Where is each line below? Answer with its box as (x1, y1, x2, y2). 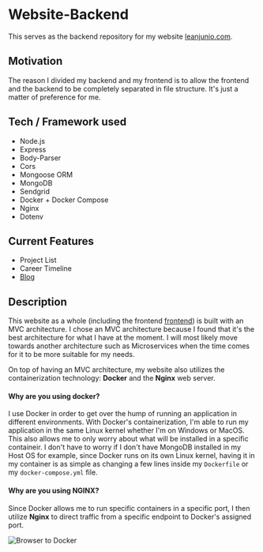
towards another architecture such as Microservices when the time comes (8, 341, 250, 351)
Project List (19, 255, 57, 265)
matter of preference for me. (8, 92, 101, 102)
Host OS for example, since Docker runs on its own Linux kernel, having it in (8, 451, 255, 460)
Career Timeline (19, 264, 73, 273)
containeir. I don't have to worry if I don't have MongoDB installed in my (8, 442, 242, 452)
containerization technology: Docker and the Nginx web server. (8, 374, 216, 383)
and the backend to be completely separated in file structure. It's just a (8, 84, 239, 93)
